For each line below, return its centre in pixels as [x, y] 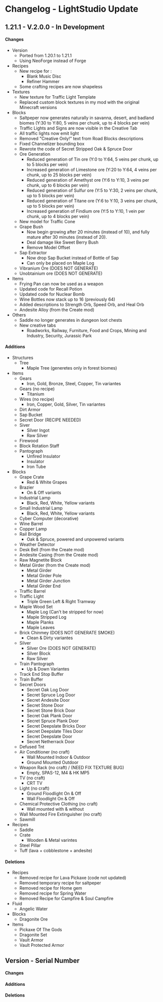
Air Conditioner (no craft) [45, 752]
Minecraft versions [38, 107]
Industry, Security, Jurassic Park [59, 335]
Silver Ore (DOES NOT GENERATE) [61, 648]
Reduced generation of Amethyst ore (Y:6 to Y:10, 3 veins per [88, 180]
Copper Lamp [33, 529]
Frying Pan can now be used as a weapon [61, 284]
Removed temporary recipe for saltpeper [60, 883]
